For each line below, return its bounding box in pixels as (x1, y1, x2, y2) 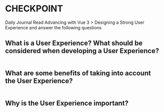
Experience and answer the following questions (5, 24, 102, 30)
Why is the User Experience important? (5, 99, 128, 107)
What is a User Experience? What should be (5, 39, 143, 48)
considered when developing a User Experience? (5, 47, 160, 55)
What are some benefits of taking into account (5, 69, 151, 77)
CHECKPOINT (5, 3, 63, 14)
